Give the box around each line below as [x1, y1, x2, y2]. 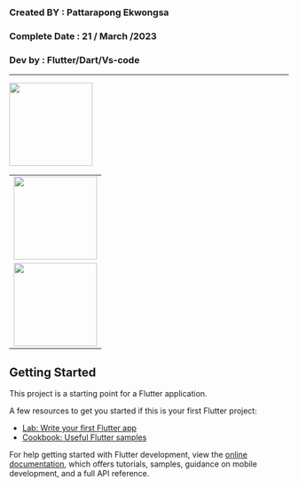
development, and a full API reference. [9, 467, 150, 478]
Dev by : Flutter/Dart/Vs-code [9, 53, 140, 66]
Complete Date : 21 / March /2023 [9, 29, 157, 42]
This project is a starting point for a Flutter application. [9, 388, 208, 398]
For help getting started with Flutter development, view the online [9, 449, 248, 460]
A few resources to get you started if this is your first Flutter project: [9, 405, 257, 416]
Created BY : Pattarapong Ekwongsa [9, 6, 169, 19]
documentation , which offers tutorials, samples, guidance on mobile [9, 459, 257, 469]
